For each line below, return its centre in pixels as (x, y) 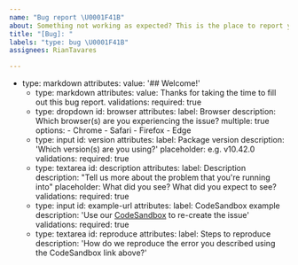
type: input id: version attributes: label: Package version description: (160, 140)
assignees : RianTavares (53, 51)
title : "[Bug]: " (41, 34)
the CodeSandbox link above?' (91, 253)
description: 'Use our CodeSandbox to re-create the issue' (142, 215)
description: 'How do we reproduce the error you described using (155, 244)
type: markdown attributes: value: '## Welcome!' (111, 83)
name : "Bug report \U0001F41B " (67, 17)
